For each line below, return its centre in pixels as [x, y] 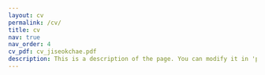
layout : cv [26, 15]
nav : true [24, 37]
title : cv [24, 30]
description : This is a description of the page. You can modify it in [128, 59]
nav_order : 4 [30, 45]
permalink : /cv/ [35, 23]
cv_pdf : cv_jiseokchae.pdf [52, 52]
